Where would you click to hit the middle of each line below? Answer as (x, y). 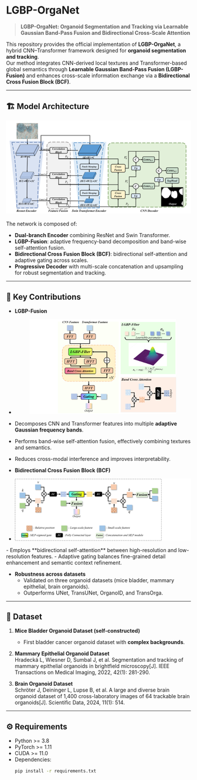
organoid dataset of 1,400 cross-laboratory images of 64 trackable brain (102, 696)
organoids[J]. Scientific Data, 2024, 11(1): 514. (69, 703)
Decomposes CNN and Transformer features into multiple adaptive (96, 424)
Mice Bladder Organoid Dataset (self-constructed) (77, 631)
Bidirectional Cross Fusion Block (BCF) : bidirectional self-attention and (101, 254)
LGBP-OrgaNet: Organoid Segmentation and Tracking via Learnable (104, 26)
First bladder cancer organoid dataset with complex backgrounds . (104, 642)
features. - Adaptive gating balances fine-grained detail (98, 556)
